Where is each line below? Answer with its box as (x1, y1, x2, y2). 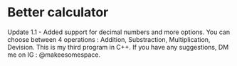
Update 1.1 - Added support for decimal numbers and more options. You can (7, 28, 230, 36)
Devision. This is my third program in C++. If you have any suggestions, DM (7, 43, 229, 51)
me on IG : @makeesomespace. (7, 50, 101, 59)
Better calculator (7, 4, 109, 21)
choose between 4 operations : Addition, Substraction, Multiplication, (7, 35, 211, 43)
